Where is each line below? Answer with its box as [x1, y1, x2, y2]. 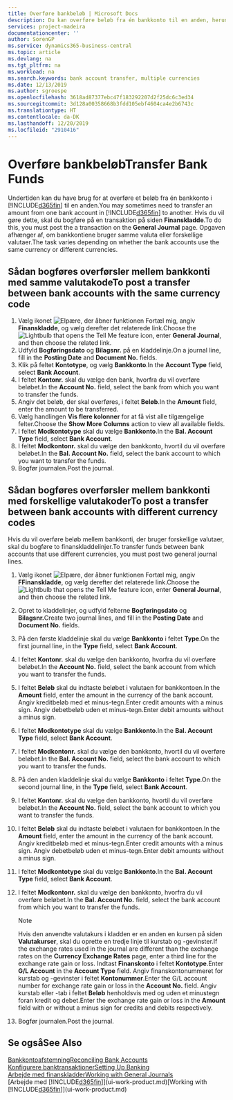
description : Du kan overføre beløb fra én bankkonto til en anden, [8, 17, 209, 24]
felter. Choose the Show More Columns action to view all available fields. [17, 420, 225, 428]
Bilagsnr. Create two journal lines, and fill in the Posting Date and [17, 614, 203, 622]
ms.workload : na [8, 68, 55, 75]
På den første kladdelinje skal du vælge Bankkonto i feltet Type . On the [17, 634, 220, 643]
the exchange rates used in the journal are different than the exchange [17, 945, 218, 953]
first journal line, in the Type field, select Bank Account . [17, 641, 178, 650]
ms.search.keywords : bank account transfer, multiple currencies [8, 74, 200, 82]
